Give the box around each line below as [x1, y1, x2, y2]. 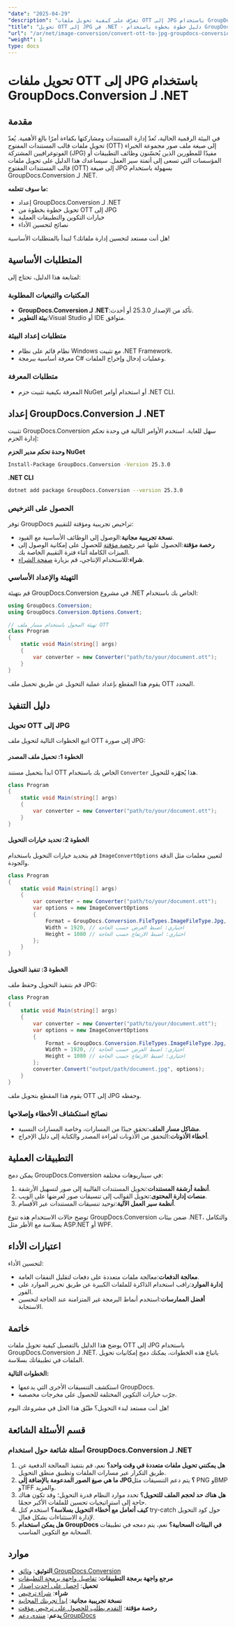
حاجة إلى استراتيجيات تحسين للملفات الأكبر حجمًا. [17, 1498, 147, 1507]
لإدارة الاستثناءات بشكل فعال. [17, 1513, 95, 1521]
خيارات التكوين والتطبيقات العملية [17, 213, 105, 221]
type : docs [8, 43, 40, 50]
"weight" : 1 [8, 36, 43, 43]
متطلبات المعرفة [8, 372, 59, 382]
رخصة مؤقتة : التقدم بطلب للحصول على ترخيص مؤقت [17, 1603, 158, 1612]
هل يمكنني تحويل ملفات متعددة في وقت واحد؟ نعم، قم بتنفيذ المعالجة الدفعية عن [17, 1461, 226, 1470]
